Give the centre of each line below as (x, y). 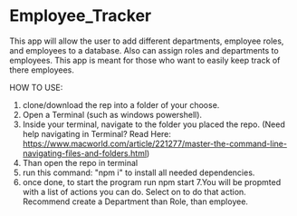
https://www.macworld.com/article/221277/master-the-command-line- (155, 143)
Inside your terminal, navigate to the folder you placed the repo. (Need (153, 124)
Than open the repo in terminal (80, 162)
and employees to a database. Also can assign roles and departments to (144, 50)
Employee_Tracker (81, 16)
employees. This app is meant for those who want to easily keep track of (145, 60)
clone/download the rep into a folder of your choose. (121, 104)
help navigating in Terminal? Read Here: (97, 133)
